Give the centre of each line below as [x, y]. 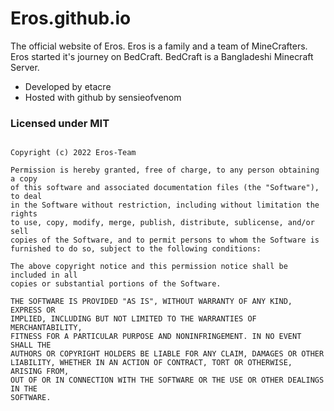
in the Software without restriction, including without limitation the [165, 205]
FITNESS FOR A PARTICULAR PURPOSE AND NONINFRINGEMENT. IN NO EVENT [156, 337]
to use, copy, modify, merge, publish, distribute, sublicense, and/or [162, 223]
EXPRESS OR [33, 310]
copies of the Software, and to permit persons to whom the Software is [165, 240]
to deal [26, 197]
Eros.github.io [71, 18]
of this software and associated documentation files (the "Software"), [165, 188]
